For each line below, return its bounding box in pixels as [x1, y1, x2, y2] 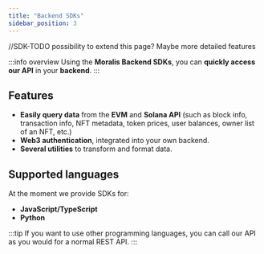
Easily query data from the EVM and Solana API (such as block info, [19, 110, 248, 120]
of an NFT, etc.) [19, 127, 72, 137]
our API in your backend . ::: [8, 65, 100, 75]
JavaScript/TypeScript [19, 204, 98, 214]
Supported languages [8, 167, 120, 181]
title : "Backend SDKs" [8, 11, 84, 20]
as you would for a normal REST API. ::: [8, 237, 138, 247]
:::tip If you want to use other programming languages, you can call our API [8, 228, 257, 238]
